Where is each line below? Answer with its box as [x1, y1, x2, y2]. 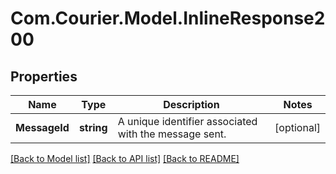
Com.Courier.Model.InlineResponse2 [10, 7, 326, 30]
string [78, 121, 108, 134]
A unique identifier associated [117, 115, 258, 128]
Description [163, 98, 220, 111]
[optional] [274, 121, 321, 134]
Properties [10, 68, 78, 85]
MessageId [15, 121, 70, 134]
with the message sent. [117, 127, 227, 141]
